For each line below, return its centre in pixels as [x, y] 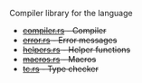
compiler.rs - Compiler [64, 30]
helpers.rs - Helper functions [76, 50]
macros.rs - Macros [59, 59]
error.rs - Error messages [70, 40]
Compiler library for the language [71, 13]
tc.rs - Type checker [61, 69]
